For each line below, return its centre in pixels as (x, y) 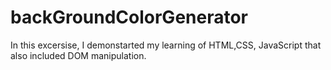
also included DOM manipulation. (78, 55)
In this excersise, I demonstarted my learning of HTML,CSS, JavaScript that (166, 45)
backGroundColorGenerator (129, 17)
